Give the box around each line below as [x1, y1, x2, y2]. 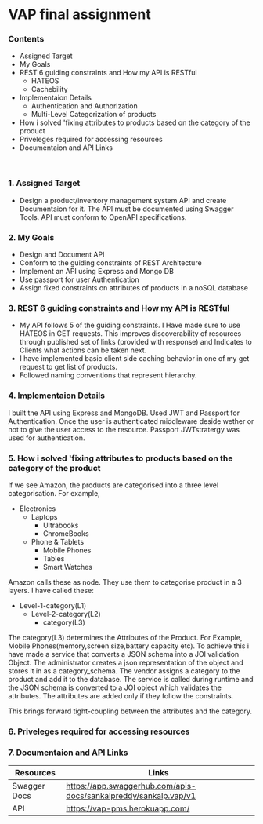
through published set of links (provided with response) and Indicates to [19, 337, 253, 347]
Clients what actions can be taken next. [19, 345, 147, 355]
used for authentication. [8, 433, 85, 443]
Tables [42, 553, 65, 563]
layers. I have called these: [8, 585, 94, 595]
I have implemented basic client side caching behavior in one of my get [19, 354, 250, 363]
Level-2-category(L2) [31, 609, 102, 618]
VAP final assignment [8, 5, 151, 24]
